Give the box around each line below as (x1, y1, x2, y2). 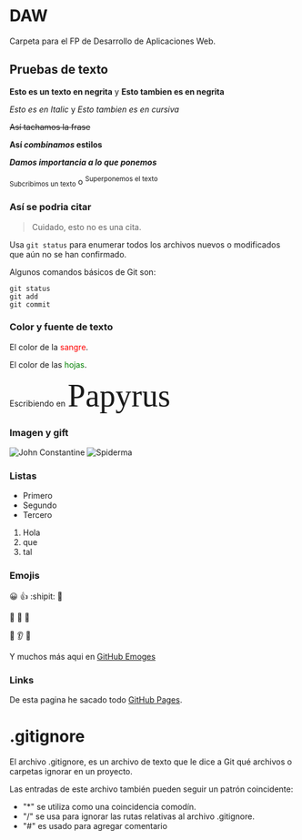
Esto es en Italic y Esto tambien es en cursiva (9, 104, 180, 115)
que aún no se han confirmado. (9, 248, 127, 259)
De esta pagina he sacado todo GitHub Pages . (9, 693, 183, 705)
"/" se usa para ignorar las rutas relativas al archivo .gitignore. (22, 811, 255, 822)
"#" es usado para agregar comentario (22, 820, 168, 831)
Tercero (22, 510, 53, 521)
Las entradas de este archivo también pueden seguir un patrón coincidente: (9, 784, 294, 794)
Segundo (22, 500, 57, 511)
